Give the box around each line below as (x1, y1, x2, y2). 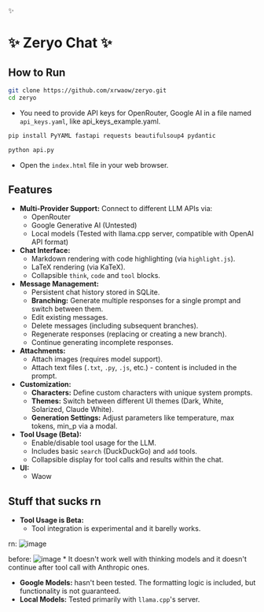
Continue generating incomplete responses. (31, 338, 174, 347)
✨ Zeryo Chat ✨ (8, 34, 112, 52)
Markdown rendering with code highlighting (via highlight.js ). (31, 254, 236, 264)
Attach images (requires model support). (31, 354, 163, 364)
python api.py (8, 146, 55, 154)
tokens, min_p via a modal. (31, 421, 118, 431)
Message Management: (19, 279, 100, 289)
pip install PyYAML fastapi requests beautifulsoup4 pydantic (8, 132, 216, 139)
